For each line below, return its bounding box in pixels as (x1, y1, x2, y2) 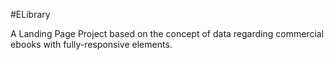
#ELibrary (10, 9, 51, 20)
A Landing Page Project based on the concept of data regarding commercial (10, 28, 325, 39)
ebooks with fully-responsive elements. (10, 39, 173, 50)
